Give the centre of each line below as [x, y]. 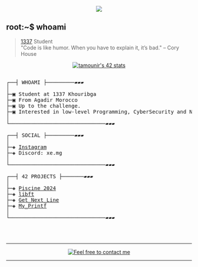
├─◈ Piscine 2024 [31, 188]
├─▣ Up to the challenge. [44, 106]
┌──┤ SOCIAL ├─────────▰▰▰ [45, 135]
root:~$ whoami [36, 27]
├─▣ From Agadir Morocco [42, 100]
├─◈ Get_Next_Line [33, 200]
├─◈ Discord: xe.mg [34, 153]
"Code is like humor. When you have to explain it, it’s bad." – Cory [100, 48]
